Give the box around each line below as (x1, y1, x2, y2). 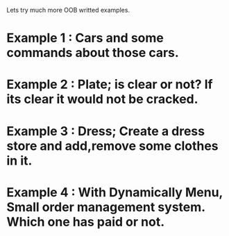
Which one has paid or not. (6, 214, 164, 230)
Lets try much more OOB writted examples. (6, 6, 130, 14)
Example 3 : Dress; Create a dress (6, 123, 205, 139)
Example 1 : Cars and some (6, 31, 164, 46)
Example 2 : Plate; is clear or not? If (6, 76, 213, 92)
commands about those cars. (6, 45, 180, 61)
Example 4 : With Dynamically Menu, (6, 184, 223, 200)
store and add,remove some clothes (6, 138, 219, 153)
